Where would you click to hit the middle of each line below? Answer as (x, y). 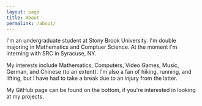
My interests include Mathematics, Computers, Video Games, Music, (93, 65)
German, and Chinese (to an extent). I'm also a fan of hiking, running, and (99, 72)
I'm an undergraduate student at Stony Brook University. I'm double (91, 41)
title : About (23, 18)
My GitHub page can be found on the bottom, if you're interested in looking (101, 90)
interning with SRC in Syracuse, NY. (51, 54)
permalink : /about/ (31, 23)
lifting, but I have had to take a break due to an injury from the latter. (92, 78)
